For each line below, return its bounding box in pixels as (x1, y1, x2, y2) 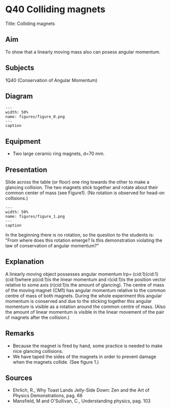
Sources (5, 374, 33, 382)
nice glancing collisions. (12, 348, 64, 354)
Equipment (5, 137, 41, 146)
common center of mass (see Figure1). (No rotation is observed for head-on (5, 190, 165, 196)
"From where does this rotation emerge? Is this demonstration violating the (5, 237, 162, 243)
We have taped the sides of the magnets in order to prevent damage (12, 353, 157, 360)
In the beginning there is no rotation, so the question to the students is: (5, 232, 154, 238)
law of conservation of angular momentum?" (5, 243, 100, 248)
